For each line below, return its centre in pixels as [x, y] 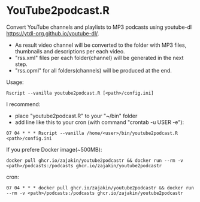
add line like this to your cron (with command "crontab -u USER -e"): [99, 122]
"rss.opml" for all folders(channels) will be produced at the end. [93, 70]
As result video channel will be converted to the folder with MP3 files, [101, 45]
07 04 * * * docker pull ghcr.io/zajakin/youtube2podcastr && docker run [100, 188]
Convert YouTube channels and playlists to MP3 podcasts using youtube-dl [99, 27]
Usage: [15, 82]
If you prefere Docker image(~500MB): [54, 149]
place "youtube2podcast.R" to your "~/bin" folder [76, 116]
